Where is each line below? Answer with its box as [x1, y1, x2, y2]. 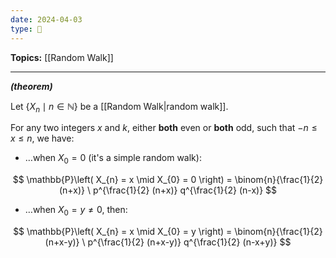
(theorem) [10, 80, 53, 92]
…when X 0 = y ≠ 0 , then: [24, 204, 128, 218]
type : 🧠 [10, 24, 43, 34]
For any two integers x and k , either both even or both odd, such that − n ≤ [10, 122, 318, 134]
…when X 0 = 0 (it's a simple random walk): [24, 152, 202, 166]
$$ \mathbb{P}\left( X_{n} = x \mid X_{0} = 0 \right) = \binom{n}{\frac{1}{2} [12, 174, 324, 186]
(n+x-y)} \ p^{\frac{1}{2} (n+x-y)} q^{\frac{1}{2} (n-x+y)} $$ [44, 236, 292, 248]
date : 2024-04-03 [10, 14, 83, 25]
